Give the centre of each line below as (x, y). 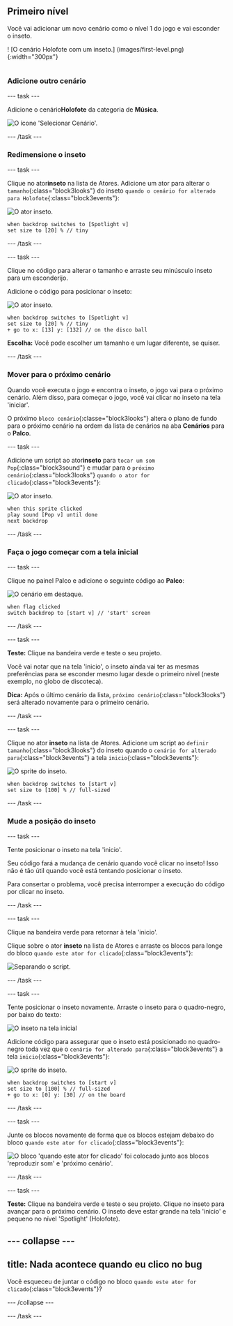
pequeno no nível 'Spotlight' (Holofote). (64, 1219)
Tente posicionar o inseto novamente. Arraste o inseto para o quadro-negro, (116, 1007)
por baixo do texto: (34, 1015)
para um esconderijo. (38, 278)
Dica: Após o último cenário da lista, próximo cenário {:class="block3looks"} (116, 695)
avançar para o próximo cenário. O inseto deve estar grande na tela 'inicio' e (117, 1212)
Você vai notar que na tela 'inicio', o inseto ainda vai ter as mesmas (103, 666)
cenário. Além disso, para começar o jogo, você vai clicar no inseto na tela (114, 397)
